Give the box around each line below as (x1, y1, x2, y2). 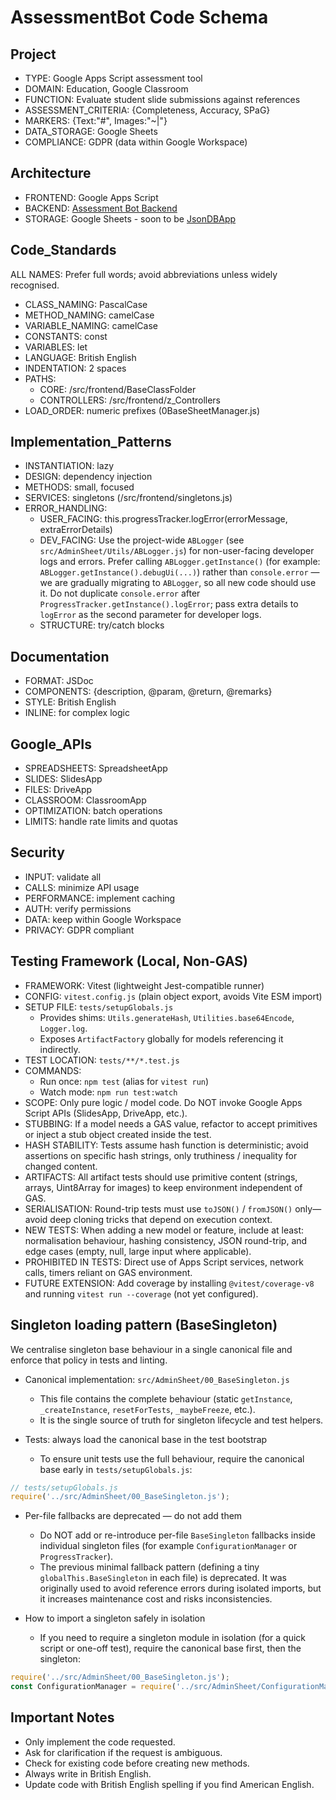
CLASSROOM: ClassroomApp (24, 794, 147, 806)
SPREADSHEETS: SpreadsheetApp (24, 762, 168, 775)
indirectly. (39, 1043, 81, 1055)
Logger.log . (39, 1022, 88, 1034)
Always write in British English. (24, 1767, 152, 1780)
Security (10, 844, 65, 861)
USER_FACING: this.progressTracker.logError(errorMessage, (39, 513, 288, 525)
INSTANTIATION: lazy (24, 460, 115, 472)
